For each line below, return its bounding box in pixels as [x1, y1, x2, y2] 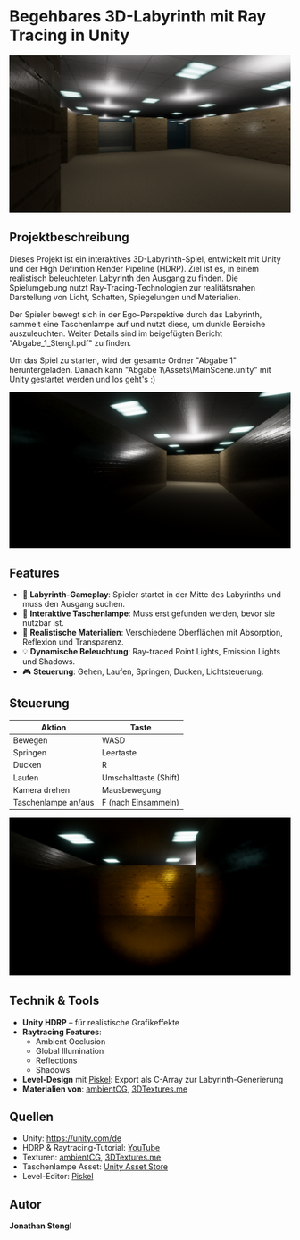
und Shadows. [21, 656, 76, 667]
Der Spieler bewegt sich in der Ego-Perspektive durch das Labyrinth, [9, 308, 262, 319]
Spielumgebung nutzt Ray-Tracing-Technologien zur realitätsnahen [9, 282, 256, 292]
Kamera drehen [12, 784, 71, 795]
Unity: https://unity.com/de [21, 1133, 122, 1143]
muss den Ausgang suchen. [21, 599, 125, 610]
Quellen [9, 1109, 54, 1124]
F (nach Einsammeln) [101, 797, 180, 808]
